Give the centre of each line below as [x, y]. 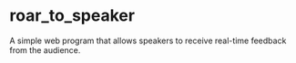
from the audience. [45, 49]
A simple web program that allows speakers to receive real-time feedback [148, 40]
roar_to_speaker [72, 16]
